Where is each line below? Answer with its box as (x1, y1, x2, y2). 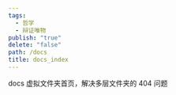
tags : (8, 11, 26, 20)
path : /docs (8, 48, 47, 56)
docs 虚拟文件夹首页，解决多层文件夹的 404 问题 (8, 78, 168, 88)
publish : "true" (8, 33, 62, 42)
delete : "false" (8, 41, 62, 49)
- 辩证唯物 (15, 26, 47, 34)
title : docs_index (8, 56, 69, 64)
